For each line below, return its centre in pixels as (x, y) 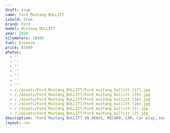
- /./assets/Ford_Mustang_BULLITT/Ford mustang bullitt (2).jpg (79, 114)
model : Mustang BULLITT (30, 29)
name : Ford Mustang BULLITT (35, 15)
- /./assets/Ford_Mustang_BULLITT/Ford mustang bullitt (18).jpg (80, 99)
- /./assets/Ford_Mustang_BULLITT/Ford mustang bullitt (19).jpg (80, 95)
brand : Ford (18, 24)
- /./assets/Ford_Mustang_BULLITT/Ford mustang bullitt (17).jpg (80, 90)
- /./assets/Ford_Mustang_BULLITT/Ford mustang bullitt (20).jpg (80, 104)
